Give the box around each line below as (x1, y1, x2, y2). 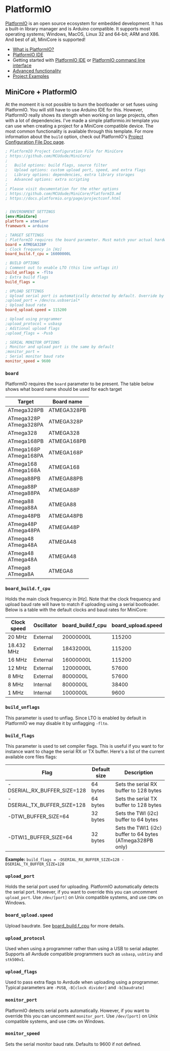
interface (12, 62, 32, 68)
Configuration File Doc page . (5, 139, 65, 145)
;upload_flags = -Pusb (5, 331, 53, 336)
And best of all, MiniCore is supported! (5, 36, 86, 43)
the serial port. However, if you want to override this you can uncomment (5, 889, 158, 895)
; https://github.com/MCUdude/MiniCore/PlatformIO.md (5, 191, 121, 196)
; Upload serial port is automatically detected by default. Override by (5, 293, 164, 298)
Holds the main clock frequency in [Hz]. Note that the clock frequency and (5, 596, 161, 602)
